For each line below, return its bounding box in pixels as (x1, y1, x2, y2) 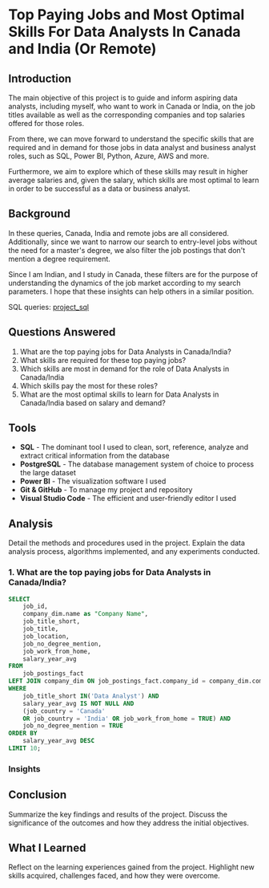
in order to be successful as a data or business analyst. (8, 184, 191, 193)
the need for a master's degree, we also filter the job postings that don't (8, 245, 246, 255)
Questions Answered (8, 325, 116, 339)
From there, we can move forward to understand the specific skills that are (8, 134, 255, 144)
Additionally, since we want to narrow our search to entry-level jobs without (8, 237, 258, 246)
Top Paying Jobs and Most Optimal (8, 6, 245, 24)
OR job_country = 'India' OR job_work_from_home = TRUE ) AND (22, 715, 231, 723)
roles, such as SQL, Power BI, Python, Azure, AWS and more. (8, 151, 210, 161)
